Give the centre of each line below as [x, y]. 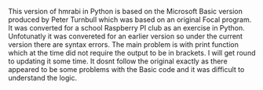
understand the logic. [42, 78]
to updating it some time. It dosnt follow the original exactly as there [118, 61]
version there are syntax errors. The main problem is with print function [124, 45]
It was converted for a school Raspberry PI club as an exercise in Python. [126, 28]
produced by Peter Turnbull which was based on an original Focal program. [130, 20]
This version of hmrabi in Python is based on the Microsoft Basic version [126, 11]
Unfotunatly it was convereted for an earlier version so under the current [126, 36]
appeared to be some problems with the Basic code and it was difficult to [126, 69]
